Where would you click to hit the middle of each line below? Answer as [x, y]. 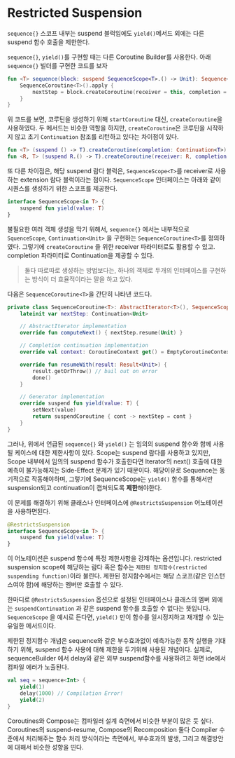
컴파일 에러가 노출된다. [38, 667]
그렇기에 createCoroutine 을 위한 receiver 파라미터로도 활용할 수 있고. [119, 246]
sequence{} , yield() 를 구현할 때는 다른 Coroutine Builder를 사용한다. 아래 [109, 57]
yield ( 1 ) [33, 687]
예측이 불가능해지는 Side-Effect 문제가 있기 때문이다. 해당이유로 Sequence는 [113, 470]
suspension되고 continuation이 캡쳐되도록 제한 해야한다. [85, 487]
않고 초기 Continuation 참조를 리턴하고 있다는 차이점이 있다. [97, 137]
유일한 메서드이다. [32, 626]
